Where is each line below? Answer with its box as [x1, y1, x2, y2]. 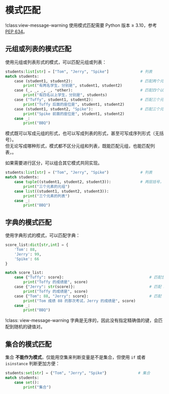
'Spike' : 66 [14, 256, 39, 261]
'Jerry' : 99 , [14, 251, 42, 257]
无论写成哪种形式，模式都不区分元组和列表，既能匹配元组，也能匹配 [9, 143, 151, 149]
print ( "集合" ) [23, 384, 51, 389]
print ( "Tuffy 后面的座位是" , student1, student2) [23, 102, 125, 107]
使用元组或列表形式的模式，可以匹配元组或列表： [5, 59, 107, 65]
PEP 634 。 [5, 28, 28, 34]
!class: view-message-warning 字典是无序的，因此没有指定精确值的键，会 [5, 317, 158, 323]
